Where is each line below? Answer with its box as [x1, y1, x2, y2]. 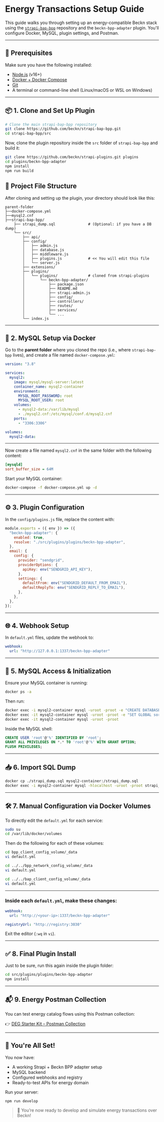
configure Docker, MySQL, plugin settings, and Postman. [5, 30, 119, 36]
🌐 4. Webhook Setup [5, 622, 69, 630]
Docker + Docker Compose [12, 77, 67, 82]
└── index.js [22, 316, 49, 321]
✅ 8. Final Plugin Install [5, 949, 77, 958]
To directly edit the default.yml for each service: [5, 817, 103, 823]
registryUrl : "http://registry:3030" [5, 922, 82, 927]
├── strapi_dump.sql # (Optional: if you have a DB [14, 222, 152, 227]
